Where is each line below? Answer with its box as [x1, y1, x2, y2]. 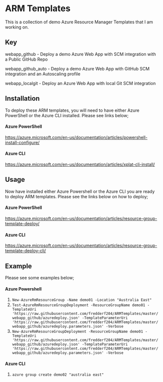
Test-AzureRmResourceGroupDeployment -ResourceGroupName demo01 [12, 303, 145, 308]
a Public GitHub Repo [5, 56, 48, 62]
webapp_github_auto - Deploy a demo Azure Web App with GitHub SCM [5, 66, 150, 71]
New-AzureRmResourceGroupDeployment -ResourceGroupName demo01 [12, 329, 144, 334]
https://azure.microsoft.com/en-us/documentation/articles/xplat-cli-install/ [5, 161, 155, 167]
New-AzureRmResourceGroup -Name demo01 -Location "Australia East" [12, 297, 152, 303]
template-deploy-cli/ [5, 248, 46, 254]
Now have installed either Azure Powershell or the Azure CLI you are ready [5, 188, 155, 194]
